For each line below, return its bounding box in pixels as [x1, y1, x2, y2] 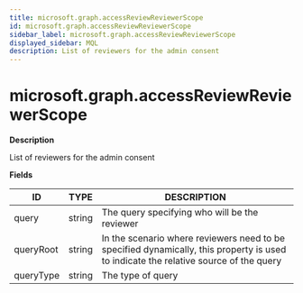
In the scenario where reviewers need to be [101, 232, 286, 244]
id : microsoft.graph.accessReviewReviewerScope [9, 22, 192, 31]
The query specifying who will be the [101, 206, 259, 219]
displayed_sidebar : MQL [9, 38, 99, 48]
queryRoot [14, 243, 59, 256]
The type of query [101, 270, 179, 282]
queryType [14, 270, 60, 282]
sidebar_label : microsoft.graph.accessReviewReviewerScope [9, 30, 236, 39]
